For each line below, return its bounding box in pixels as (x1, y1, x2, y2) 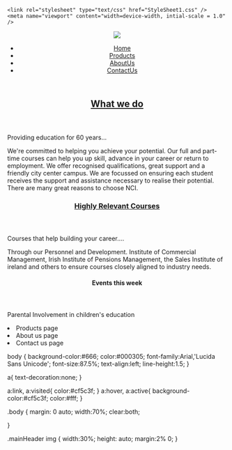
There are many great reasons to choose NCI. (7, 184, 139, 192)
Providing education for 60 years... (7, 133, 107, 141)
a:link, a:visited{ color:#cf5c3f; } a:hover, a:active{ (7, 387, 151, 395)
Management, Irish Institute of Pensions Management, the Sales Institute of (7, 255, 223, 263)
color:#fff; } (49, 394, 83, 402)
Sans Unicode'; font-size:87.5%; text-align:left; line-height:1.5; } (7, 359, 190, 368)
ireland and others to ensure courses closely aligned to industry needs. (7, 262, 212, 271)
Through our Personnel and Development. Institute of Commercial (7, 247, 196, 256)
